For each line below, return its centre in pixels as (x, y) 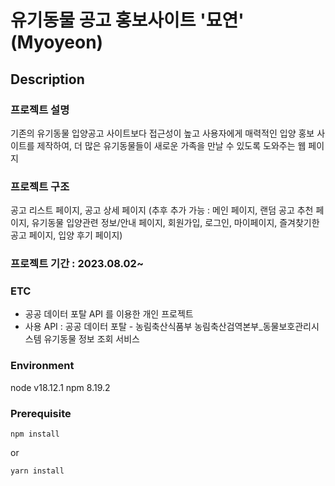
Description (47, 79)
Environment (42, 366)
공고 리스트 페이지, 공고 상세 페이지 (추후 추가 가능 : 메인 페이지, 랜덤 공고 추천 (162, 210)
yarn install (37, 471)
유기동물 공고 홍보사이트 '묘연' (127, 20)
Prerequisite (41, 413)
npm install (35, 434)
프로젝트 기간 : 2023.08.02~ (77, 264)
